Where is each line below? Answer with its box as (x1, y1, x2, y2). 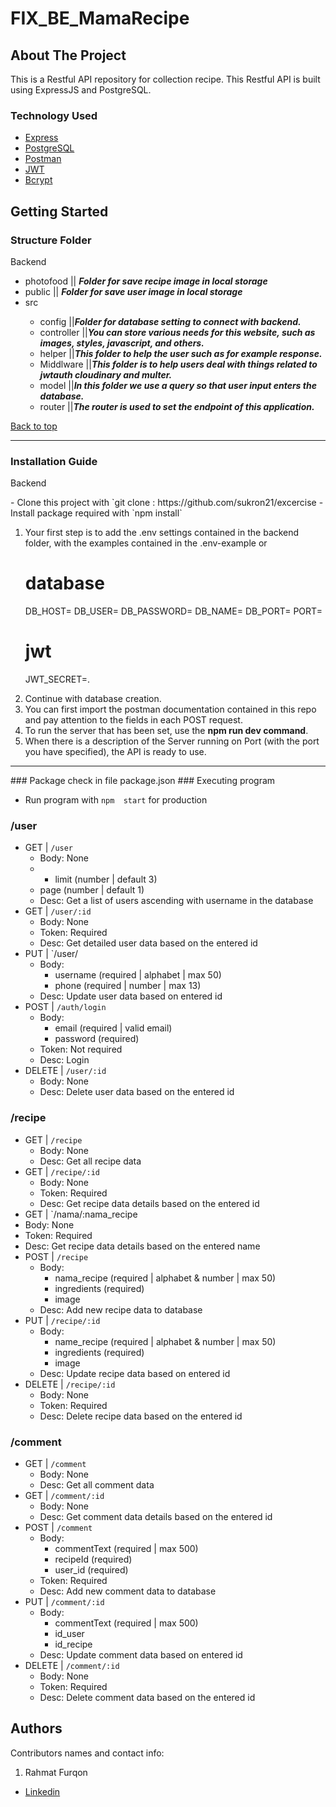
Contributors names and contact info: (10, 1747, 165, 1759)
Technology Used (10, 108, 98, 122)
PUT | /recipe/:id (24, 1314, 101, 1326)
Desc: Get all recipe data (39, 1155, 142, 1167)
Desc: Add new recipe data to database (39, 1303, 203, 1316)
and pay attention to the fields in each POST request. (24, 714, 243, 726)
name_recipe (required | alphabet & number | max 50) (54, 1335, 277, 1347)
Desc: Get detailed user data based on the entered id (39, 937, 258, 949)
